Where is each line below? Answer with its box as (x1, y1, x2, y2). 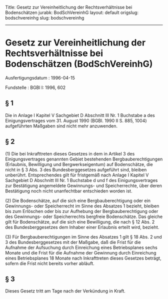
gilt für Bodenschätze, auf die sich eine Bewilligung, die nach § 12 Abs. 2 (5, 218, 155, 224)
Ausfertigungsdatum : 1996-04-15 (5, 74, 75, 80)
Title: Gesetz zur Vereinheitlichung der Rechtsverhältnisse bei (5, 4, 132, 10)
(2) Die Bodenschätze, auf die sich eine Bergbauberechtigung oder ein (5, 197, 151, 203)
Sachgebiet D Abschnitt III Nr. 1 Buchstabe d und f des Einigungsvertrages (5, 177, 158, 183)
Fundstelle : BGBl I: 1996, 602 (5, 84, 66, 90)
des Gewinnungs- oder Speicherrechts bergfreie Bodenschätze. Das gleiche (5, 213, 163, 219)
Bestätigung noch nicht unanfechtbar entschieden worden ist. (5, 187, 132, 194)
